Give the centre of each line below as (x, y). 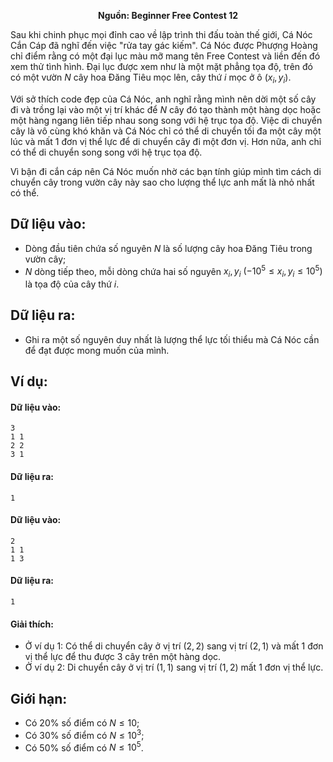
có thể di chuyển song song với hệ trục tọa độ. (106, 152)
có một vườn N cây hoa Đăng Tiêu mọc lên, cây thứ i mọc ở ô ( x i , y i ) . (151, 78)
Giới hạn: (39, 698)
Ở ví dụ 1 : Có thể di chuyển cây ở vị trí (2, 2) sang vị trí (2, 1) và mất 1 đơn (174, 646)
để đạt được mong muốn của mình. (97, 350)
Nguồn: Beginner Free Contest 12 (168, 15)
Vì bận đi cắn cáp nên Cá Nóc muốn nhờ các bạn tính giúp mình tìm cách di (166, 171)
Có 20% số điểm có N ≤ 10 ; (82, 723)
